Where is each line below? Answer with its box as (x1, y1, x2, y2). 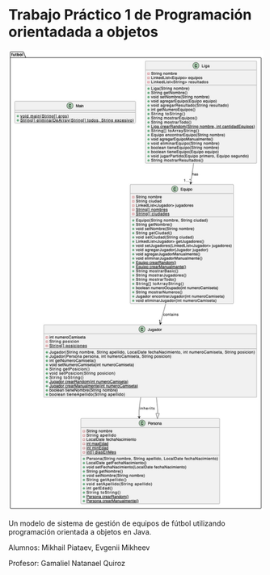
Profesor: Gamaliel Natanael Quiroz (8, 559, 125, 569)
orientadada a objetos (8, 23, 159, 41)
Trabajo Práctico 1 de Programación (8, 6, 252, 24)
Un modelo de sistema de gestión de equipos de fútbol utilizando (8, 518, 226, 528)
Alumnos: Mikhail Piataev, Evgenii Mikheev (8, 543, 150, 552)
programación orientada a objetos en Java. (8, 527, 152, 537)
